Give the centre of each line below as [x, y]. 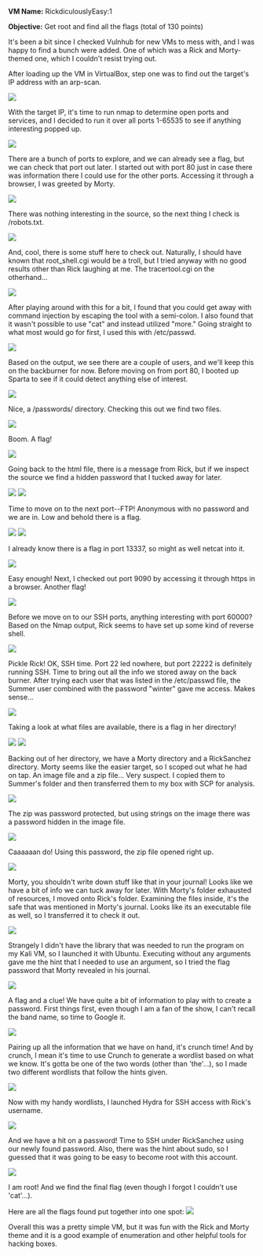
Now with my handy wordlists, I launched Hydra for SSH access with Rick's [130, 1102]
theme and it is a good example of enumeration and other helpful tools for [128, 1235]
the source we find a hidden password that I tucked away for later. [115, 477]
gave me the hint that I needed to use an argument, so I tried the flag [119, 962]
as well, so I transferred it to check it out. [74, 915]
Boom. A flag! [30, 439]
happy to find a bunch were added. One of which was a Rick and [113, 50]
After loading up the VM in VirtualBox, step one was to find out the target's [129, 74]
